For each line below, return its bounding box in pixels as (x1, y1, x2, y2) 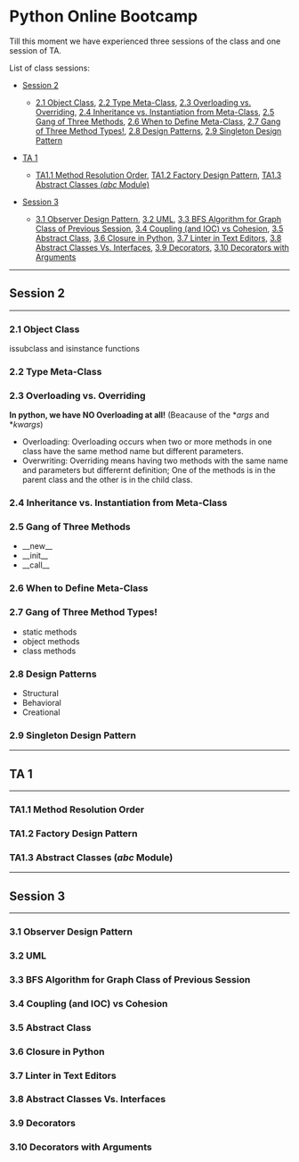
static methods (21, 627, 77, 637)
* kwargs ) (9, 419, 44, 430)
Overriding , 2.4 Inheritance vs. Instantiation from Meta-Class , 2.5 (35, 106, 275, 117)
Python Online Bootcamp (9, 6, 198, 27)
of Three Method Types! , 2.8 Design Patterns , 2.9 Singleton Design (35, 125, 282, 136)
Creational (21, 707, 61, 718)
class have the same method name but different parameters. (21, 446, 244, 457)
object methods (21, 635, 80, 646)
